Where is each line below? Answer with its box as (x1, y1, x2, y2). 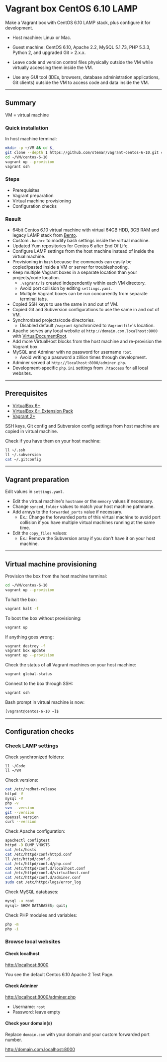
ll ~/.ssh (5, 448, 26, 453)
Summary (5, 98, 36, 107)
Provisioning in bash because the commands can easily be (12, 259, 132, 265)
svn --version (5, 805, 35, 810)
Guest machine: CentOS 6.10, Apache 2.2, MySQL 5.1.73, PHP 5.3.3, (12, 44, 151, 50)
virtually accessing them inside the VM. (12, 64, 93, 70)
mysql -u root (5, 899, 35, 904)
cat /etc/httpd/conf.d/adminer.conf (5, 875, 81, 880)
